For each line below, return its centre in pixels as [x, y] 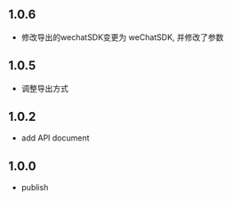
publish [35, 188]
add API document [55, 138]
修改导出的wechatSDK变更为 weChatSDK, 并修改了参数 [122, 37]
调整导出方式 [44, 88]
